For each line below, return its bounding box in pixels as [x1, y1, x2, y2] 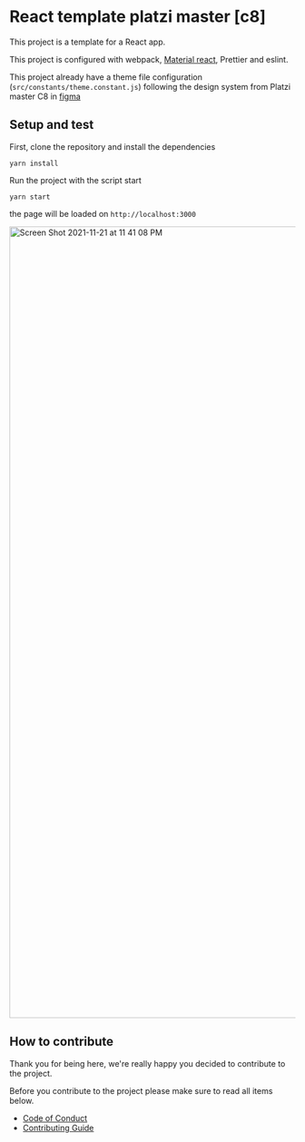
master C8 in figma [9, 91, 82, 102]
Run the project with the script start [9, 174, 143, 185]
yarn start [9, 192, 51, 202]
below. [9, 1095, 34, 1106]
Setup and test [9, 117, 94, 133]
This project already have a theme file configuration [9, 71, 202, 83]
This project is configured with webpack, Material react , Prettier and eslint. [9, 54, 289, 64]
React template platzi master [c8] [9, 6, 266, 27]
